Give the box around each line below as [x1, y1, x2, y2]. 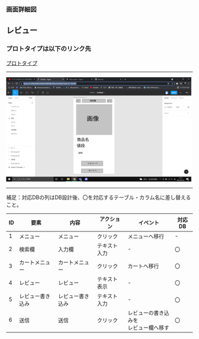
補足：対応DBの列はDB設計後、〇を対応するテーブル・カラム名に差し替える [6, 194, 191, 201]
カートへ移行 [127, 262, 159, 270]
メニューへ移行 [127, 233, 165, 240]
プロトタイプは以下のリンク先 [6, 45, 92, 53]
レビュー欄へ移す [127, 324, 170, 331]
